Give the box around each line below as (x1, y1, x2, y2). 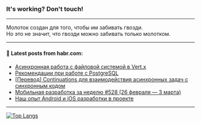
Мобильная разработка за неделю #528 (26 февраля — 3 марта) (14, 89, 181, 96)
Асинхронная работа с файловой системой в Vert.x (14, 63, 147, 70)
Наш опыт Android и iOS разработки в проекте (14, 94, 134, 102)
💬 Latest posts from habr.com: (6, 50, 83, 57)
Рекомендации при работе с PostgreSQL (14, 69, 119, 77)
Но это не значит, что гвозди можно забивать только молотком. (6, 31, 171, 38)
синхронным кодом (14, 82, 66, 89)
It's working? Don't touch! (6, 5, 84, 13)
